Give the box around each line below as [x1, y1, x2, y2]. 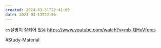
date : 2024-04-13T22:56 [5, 12, 56, 17]
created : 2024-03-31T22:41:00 [5, 7, 70, 13]
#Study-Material [5, 36, 40, 43]
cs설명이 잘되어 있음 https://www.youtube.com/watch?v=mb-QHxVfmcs [5, 26, 156, 33]
